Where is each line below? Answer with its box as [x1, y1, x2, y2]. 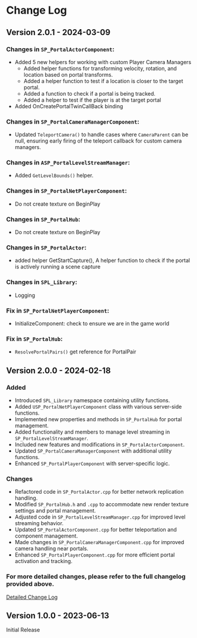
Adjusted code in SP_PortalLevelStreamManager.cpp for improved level [14, 513, 186, 520]
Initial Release [6, 626, 40, 633]
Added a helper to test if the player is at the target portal [23, 96, 161, 103]
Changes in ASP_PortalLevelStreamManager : [6, 159, 131, 167]
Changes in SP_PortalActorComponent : [6, 45, 115, 53]
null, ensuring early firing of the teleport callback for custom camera [14, 137, 182, 144]
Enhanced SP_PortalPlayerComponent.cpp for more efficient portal [14, 551, 175, 558]
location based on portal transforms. [23, 71, 113, 78]
